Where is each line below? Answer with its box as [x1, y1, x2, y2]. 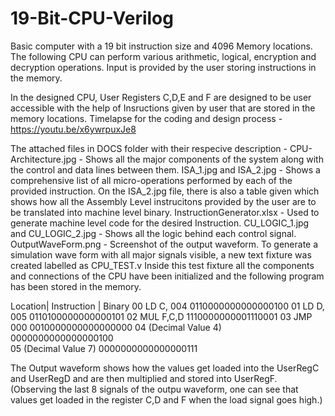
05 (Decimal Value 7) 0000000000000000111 [10, 342, 198, 354]
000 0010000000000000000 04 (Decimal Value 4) [10, 321, 222, 333]
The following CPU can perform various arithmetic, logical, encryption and [10, 50, 317, 62]
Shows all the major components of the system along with [84, 153, 324, 165]
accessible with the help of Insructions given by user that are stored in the [10, 102, 316, 114]
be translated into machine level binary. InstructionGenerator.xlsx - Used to [10, 206, 320, 218]
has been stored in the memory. [10, 280, 142, 292]
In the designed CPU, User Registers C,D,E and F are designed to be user [10, 91, 312, 103]
